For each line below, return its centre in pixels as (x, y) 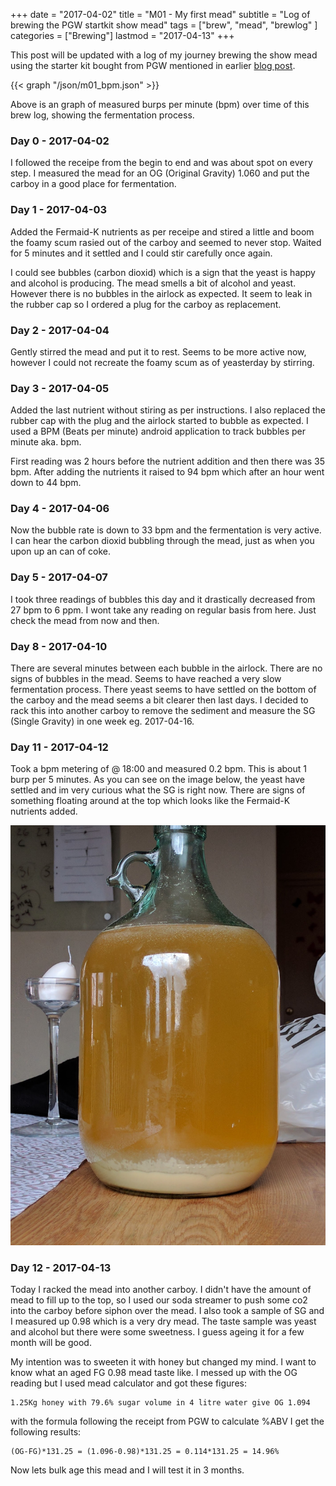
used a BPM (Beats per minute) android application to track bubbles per (158, 431)
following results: (46, 1432)
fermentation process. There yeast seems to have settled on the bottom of (163, 690)
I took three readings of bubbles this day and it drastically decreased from (163, 599)
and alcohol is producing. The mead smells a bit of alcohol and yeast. (153, 283)
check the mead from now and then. (85, 620)
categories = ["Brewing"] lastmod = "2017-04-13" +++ (122, 35)
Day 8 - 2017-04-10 (59, 646)
